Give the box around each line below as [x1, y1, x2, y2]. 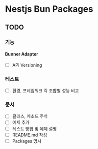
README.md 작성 [12, 132, 48, 138]
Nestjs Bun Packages [5, 3, 94, 15]
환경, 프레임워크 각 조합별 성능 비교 [12, 88, 79, 94]
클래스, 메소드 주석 [12, 113, 48, 119]
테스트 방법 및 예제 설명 [12, 125, 57, 131]
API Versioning [12, 62, 43, 68]
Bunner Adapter [5, 51, 38, 57]
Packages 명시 [12, 138, 42, 144]
